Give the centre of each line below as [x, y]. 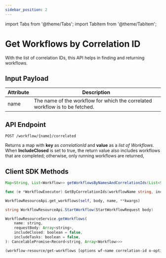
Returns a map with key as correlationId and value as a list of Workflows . [80, 145]
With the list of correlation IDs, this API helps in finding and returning [75, 58]
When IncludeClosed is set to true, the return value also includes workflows [83, 151]
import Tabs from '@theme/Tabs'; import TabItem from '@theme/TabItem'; [81, 24]
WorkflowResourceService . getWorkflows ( [46, 219]
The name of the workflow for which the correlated [93, 101]
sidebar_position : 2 [26, 10]
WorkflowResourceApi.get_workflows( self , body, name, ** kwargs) [73, 201]
